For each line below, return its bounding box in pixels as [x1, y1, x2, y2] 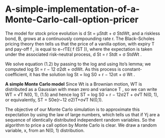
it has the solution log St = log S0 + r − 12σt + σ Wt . [29, 71, 135, 77]
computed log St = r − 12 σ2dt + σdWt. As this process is [5, 66, 121, 72]
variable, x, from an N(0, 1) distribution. [5, 127, 85, 133]
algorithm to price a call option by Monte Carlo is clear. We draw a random [5, 122, 157, 128]
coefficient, [5, 71, 29, 77]
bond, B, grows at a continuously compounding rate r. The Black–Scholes [5, 36, 155, 42]
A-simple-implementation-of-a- [5, 3, 140, 15]
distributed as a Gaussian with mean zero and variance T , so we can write [5, 86, 158, 92]
